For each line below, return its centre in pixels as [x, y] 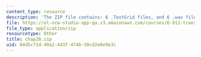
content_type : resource [36, 12]
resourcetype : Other [32, 34]
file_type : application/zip [41, 28]
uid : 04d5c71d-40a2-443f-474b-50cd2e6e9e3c [61, 45]
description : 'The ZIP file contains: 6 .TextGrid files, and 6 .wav [95, 17]
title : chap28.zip [29, 39]
